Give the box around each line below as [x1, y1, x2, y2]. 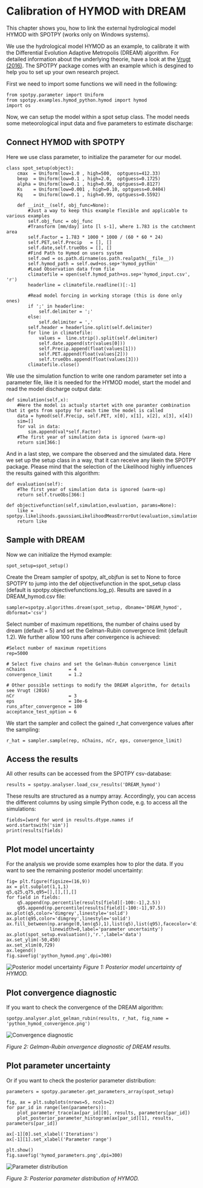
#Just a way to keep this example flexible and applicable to [28, 208, 188, 214]
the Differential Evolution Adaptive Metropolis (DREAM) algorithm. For [6, 49, 179, 56]
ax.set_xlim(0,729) [6, 942, 56, 948]
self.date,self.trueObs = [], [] [28, 245, 112, 251]
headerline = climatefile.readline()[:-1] [28, 282, 137, 288]
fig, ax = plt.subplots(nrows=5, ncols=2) [6, 1099, 115, 1105]
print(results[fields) [6, 827, 63, 834]
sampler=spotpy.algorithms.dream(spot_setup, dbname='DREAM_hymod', [6, 604, 182, 611]
